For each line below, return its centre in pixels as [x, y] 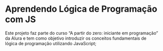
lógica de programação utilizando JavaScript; [51, 43]
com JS [20, 19]
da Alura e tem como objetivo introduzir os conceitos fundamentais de [76, 38]
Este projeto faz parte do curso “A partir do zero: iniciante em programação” [82, 33]
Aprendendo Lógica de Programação [81, 9]
